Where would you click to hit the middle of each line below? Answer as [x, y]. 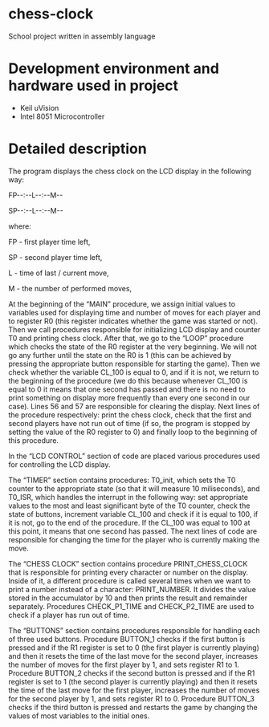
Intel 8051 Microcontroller [62, 116]
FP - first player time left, [49, 242]
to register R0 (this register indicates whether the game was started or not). [133, 321]
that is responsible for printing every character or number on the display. [128, 572]
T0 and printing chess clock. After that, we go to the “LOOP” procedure [126, 338]
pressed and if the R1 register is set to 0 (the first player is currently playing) [134, 648]
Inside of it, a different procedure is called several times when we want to [130, 581]
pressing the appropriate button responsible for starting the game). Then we [134, 363]
